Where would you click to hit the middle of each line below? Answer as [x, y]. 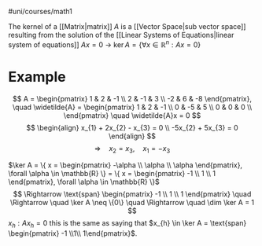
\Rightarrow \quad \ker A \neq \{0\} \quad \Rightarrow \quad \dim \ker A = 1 [132, 203]
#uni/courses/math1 [40, 11]
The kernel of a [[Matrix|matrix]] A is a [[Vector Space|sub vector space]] [127, 26]
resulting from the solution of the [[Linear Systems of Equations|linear [121, 35]
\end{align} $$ [132, 136]
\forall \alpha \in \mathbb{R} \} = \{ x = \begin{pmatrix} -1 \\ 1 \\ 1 [112, 174]
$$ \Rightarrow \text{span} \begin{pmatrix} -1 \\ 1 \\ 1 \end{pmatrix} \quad [132, 194]
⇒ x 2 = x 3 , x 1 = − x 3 [132, 149]
